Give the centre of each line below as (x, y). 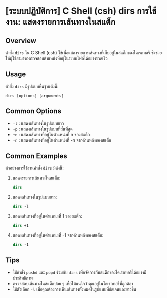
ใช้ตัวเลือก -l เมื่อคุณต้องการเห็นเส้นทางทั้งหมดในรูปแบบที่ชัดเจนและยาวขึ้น (74, 289)
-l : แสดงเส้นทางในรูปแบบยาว (38, 123)
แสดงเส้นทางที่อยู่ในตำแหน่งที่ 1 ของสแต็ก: (47, 216)
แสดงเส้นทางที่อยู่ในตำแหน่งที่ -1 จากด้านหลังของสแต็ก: (58, 235)
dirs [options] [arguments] (35, 96)
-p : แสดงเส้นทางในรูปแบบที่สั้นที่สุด (42, 129)
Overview (21, 40)
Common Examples (36, 156)
